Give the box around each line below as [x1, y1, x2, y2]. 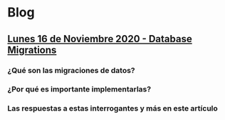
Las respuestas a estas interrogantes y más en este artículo [7, 104, 219, 114]
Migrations [7, 44, 57, 56]
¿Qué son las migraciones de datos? [7, 65, 135, 75]
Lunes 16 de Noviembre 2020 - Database [7, 33, 192, 45]
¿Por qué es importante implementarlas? [7, 84, 152, 94]
